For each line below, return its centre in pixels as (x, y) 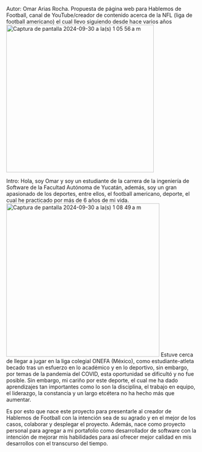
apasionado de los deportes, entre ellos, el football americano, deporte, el (98, 194)
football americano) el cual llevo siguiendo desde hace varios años (89, 21)
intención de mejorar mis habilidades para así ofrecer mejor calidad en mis (99, 437)
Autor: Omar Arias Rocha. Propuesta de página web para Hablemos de (94, 9)
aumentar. (19, 399)
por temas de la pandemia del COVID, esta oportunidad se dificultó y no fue (100, 374)
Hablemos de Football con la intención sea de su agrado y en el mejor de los (101, 418)
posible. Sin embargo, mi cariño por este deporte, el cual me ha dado (92, 380)
